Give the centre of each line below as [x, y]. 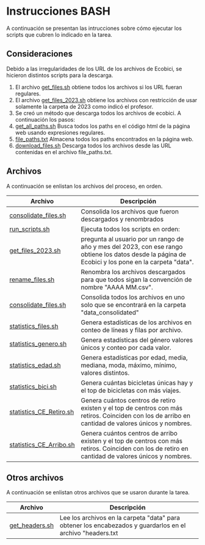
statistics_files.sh [34, 326]
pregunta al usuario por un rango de [132, 239]
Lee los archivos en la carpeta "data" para [120, 518]
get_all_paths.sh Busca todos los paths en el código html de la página [103, 126]
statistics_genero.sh [38, 344]
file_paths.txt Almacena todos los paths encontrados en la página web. [104, 139]
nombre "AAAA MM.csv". [117, 287]
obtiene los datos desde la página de [134, 254]
